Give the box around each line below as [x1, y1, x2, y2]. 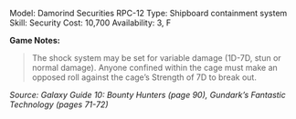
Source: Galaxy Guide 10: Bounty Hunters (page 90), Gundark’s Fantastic [9, 90, 286, 100]
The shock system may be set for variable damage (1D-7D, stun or [31, 53, 281, 63]
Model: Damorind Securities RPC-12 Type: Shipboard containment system [9, 8, 288, 18]
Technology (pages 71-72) [9, 99, 109, 110]
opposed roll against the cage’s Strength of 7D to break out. [31, 72, 258, 83]
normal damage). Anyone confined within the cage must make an [31, 63, 279, 73]
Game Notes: [9, 35, 61, 45]
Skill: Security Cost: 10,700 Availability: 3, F [9, 17, 172, 28]
